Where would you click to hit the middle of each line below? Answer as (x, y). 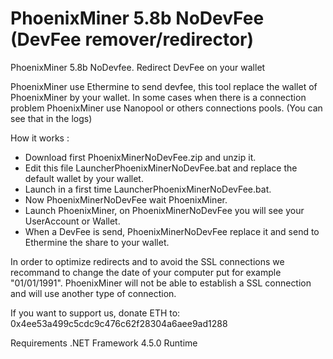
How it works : (40, 138)
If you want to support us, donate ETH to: (95, 313)
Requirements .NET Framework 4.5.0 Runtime (104, 343)
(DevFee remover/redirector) (132, 39)
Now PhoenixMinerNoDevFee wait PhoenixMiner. (126, 199)
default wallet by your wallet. (84, 178)
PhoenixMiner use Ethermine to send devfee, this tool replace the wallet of (164, 86)
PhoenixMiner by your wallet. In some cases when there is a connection (158, 97)
